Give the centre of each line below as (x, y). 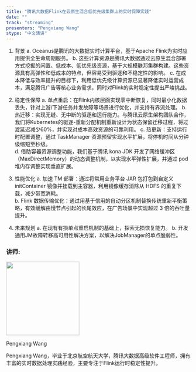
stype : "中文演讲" (27, 33)
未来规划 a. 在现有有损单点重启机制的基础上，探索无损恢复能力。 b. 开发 (102, 228)
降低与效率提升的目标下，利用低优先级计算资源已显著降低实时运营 (99, 81)
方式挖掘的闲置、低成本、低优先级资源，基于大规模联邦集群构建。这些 (99, 66)
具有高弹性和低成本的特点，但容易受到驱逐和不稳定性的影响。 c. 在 (100, 73)
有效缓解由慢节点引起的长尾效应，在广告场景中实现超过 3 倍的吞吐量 (107, 208)
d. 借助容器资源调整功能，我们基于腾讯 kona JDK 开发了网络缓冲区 (95, 152)
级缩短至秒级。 (32, 144)
